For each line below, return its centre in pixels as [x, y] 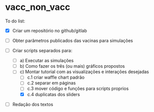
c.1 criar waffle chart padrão [56, 77]
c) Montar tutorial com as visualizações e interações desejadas [84, 72]
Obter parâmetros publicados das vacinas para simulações [73, 41]
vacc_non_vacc [38, 7]
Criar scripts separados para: [42, 51]
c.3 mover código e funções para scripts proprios [78, 89]
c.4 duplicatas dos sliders [54, 94]
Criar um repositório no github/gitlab [49, 30]
